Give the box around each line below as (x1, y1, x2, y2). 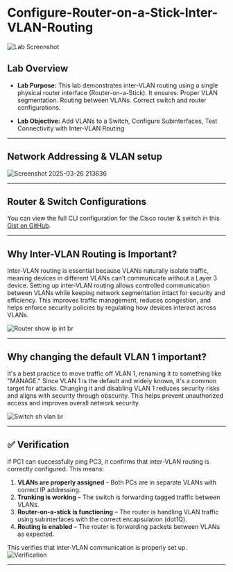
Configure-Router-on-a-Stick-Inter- (7, 5, 218, 21)
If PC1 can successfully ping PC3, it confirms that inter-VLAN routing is (7, 457, 209, 466)
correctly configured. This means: (7, 464, 104, 473)
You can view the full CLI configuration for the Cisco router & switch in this (7, 214, 220, 223)
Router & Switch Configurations (7, 196, 147, 208)
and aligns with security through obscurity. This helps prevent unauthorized (7, 392, 224, 400)
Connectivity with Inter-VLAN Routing (17, 124, 125, 133)
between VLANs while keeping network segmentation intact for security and (7, 289, 225, 297)
